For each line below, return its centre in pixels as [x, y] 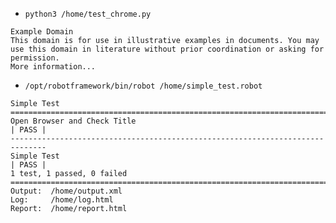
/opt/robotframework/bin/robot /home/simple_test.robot [143, 86]
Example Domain [42, 32]
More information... [53, 67]
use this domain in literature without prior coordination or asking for [167, 49]
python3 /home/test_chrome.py [88, 14]
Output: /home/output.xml [66, 191]
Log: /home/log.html [62, 200]
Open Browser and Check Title [73, 121]
